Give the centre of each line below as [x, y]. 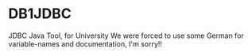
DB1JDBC [40, 14]
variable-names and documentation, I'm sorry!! [85, 43]
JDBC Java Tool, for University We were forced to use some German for [126, 35]
